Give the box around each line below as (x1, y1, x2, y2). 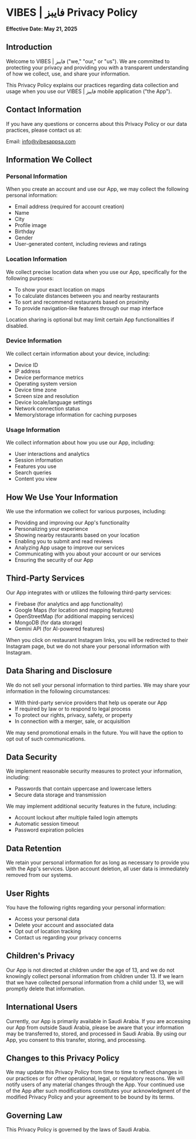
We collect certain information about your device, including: (6, 350, 150, 357)
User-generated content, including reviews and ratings (14, 241, 147, 248)
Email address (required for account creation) (14, 203, 125, 210)
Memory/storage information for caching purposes (14, 411, 137, 418)
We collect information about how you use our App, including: (6, 439, 155, 446)
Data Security (6, 752, 57, 762)
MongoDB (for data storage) (14, 619, 83, 626)
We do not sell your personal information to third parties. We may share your (6, 681, 190, 688)
